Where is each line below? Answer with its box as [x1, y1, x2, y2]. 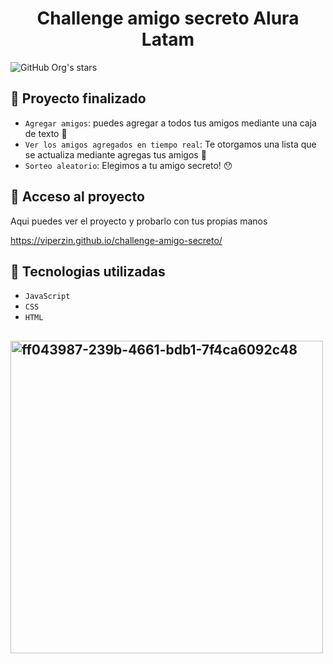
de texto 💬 [24, 127, 68, 139]
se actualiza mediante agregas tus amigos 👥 [24, 148, 207, 161]
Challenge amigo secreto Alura [36, 7, 300, 30]
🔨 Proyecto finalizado [10, 90, 147, 107]
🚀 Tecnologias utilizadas [10, 263, 166, 280]
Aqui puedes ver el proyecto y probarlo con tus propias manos [10, 215, 268, 227]
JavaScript [24, 292, 71, 302]
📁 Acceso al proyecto [10, 188, 145, 206]
